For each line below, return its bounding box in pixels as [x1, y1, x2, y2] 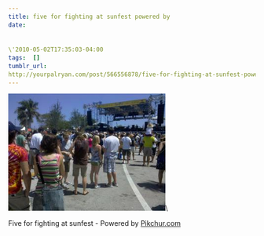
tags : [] [8, 54, 41, 62]
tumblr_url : [8, 63, 47, 71]
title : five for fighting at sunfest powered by [8, 13, 170, 20]
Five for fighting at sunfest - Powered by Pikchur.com [8, 218, 181, 227]
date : [8, 20, 26, 29]
